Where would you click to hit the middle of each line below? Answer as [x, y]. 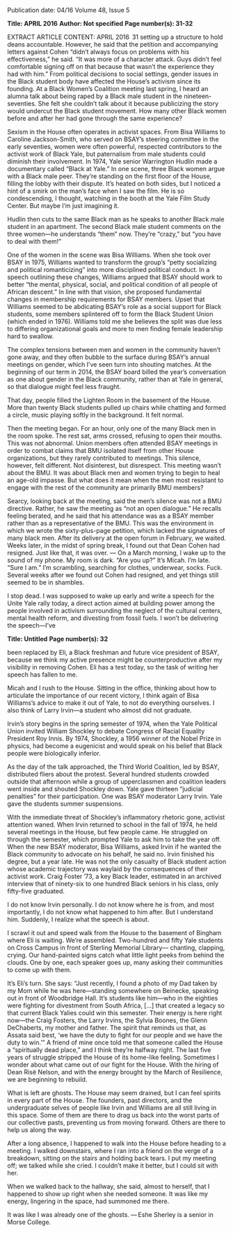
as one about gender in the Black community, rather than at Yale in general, [115, 379]
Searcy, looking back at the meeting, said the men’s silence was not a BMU [115, 501]
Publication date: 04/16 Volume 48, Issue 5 [69, 10]
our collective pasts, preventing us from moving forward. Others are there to [116, 1122]
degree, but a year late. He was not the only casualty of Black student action [117, 861]
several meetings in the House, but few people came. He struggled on [107, 832]
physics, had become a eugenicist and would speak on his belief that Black [115, 746]
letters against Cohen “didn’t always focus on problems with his [98, 52]
